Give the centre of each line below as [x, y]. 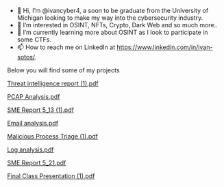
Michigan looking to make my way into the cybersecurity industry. [110, 18]
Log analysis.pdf [30, 149]
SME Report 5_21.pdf [37, 163]
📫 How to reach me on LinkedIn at [66, 47]
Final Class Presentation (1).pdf [51, 176]
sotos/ [26, 57]
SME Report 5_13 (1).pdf [40, 110]
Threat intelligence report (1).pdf [53, 83]
